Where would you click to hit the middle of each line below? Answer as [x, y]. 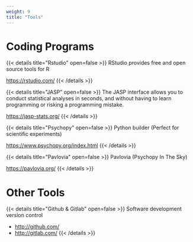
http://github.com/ [37, 227]
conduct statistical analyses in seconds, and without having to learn [89, 98]
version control [25, 215]
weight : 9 [18, 12]
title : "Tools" [25, 17]
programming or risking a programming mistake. [65, 105]
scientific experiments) [34, 134]
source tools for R [28, 69]
